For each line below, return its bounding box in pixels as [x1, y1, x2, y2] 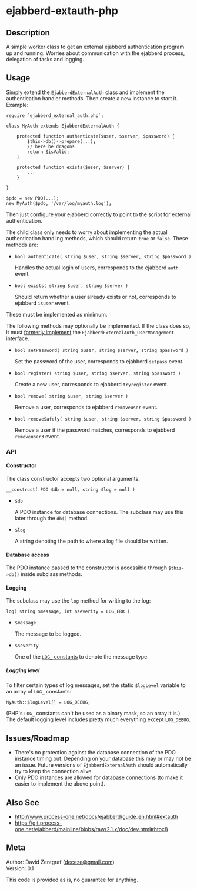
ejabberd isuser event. [14, 299, 71, 307]
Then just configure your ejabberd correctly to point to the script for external [6, 211, 192, 218]
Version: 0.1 [6, 864, 34, 872]
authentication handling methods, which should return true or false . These [6, 235, 188, 242]
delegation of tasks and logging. [6, 56, 84, 63]
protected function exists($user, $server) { [16, 164, 131, 170]
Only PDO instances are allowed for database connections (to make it [14, 774, 183, 781]
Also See [6, 797, 39, 807]
